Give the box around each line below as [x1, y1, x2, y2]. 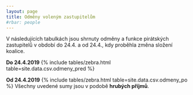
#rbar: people [6, 19, 41, 25]
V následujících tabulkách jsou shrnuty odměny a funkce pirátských [6, 36, 169, 43]
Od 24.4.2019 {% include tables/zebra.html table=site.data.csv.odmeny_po [6, 76, 188, 83]
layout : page [6, 8, 38, 15]
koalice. [6, 48, 25, 55]
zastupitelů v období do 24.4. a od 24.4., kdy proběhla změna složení [6, 41, 173, 48]
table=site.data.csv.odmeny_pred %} [6, 65, 95, 72]
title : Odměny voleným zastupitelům [6, 14, 95, 20]
